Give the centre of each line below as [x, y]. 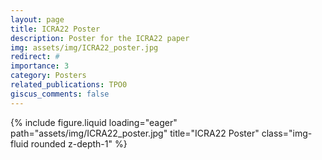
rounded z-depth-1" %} [79, 143]
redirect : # [35, 57]
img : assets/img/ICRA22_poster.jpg [84, 47]
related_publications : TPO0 [69, 85]
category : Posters [48, 76]
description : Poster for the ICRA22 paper [100, 38]
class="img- [287, 133]
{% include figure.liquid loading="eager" [94, 122]
